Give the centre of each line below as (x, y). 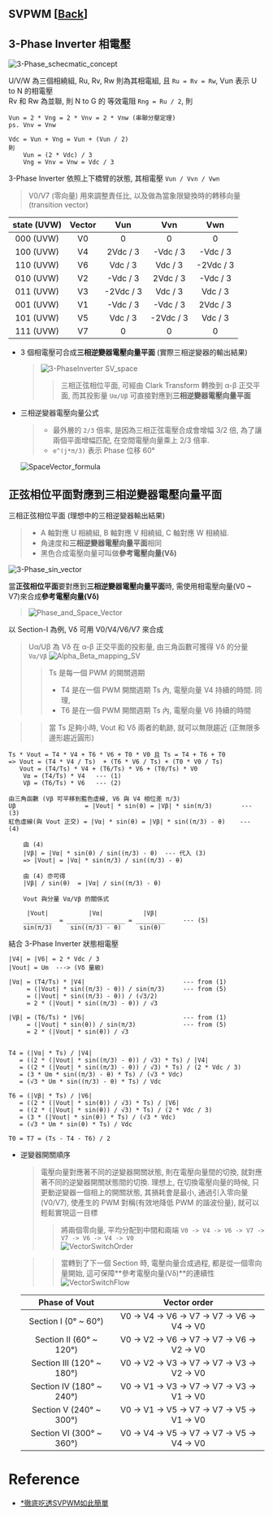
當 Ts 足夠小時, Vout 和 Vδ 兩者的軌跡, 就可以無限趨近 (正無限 (151, 727)
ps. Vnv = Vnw (32, 125)
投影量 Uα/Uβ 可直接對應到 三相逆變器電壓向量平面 (169, 395)
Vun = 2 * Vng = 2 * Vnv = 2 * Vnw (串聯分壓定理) (92, 118)
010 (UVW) (37, 278)
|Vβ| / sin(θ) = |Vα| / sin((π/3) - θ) (92, 884)
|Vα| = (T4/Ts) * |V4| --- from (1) (118, 982)
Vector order (188, 1303)
